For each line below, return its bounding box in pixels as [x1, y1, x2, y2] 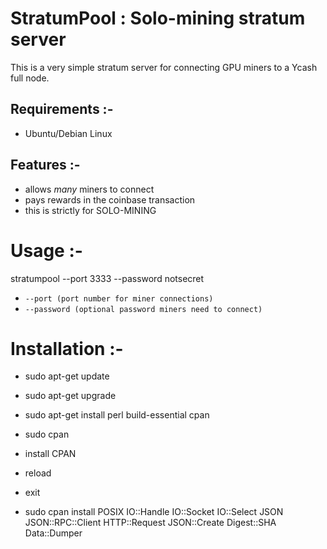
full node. [10, 72, 50, 84]
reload [24, 467, 52, 479]
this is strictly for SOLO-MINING [24, 204, 157, 216]
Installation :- [10, 337, 124, 360]
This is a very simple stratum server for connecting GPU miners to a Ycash [10, 61, 318, 73]
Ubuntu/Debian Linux [24, 127, 113, 139]
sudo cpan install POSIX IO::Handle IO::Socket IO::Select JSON [24, 506, 284, 518]
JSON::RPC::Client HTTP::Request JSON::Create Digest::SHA [24, 517, 277, 529]
